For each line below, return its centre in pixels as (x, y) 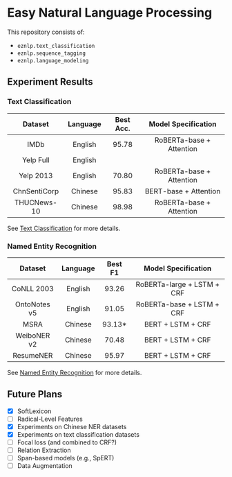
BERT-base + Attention (183, 191)
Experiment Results (50, 82)
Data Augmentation (45, 466)
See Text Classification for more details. (64, 228)
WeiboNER (33, 336)
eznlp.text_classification (56, 46)
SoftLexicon (34, 411)
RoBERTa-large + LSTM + (177, 284)
